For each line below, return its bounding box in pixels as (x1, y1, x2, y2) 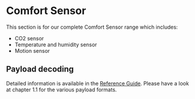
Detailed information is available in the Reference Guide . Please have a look (6, 80, 190, 87)
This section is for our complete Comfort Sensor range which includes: (6, 23, 178, 30)
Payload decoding (6, 64, 74, 74)
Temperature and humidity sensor (14, 41, 97, 48)
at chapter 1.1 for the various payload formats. (6, 86, 117, 93)
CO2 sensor (14, 35, 44, 42)
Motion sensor (14, 47, 50, 54)
